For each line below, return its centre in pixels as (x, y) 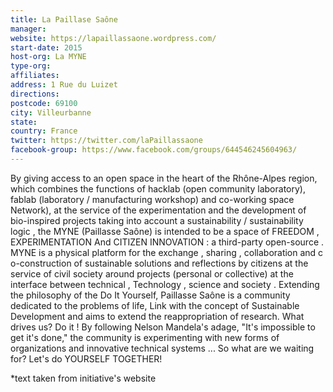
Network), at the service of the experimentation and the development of (158, 210)
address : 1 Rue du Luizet (64, 85)
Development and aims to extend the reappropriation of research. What (157, 316)
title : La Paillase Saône (64, 19)
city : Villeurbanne (51, 112)
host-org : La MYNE (48, 57)
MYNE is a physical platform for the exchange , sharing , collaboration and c (167, 252)
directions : (35, 94)
